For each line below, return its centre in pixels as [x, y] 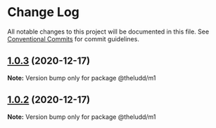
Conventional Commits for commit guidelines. [73, 38]
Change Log [43, 12]
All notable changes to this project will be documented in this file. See [108, 31]
